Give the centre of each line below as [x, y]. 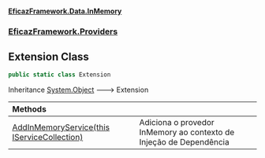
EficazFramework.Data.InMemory [65, 11]
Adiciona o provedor [177, 123]
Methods [30, 109]
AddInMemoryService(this [61, 127]
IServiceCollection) [48, 138]
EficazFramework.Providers [63, 31]
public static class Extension [60, 75]
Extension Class [49, 56]
